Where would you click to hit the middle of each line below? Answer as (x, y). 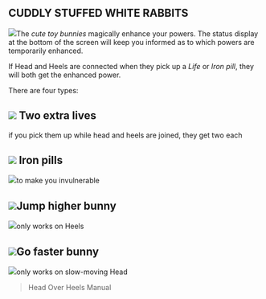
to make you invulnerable (58, 181)
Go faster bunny (57, 251)
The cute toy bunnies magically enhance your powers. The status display (137, 33)
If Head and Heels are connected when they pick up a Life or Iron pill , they (131, 66)
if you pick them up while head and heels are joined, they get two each (125, 135)
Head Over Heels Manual (70, 288)
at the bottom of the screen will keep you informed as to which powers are (131, 42)
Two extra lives (57, 116)
